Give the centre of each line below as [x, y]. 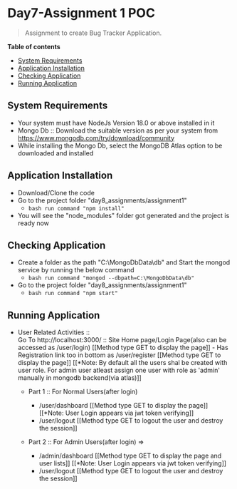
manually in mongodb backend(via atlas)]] [80, 378]
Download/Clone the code [56, 192]
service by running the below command [76, 270]
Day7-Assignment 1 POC [81, 13]
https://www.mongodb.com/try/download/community [96, 138]
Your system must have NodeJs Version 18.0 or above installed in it [116, 123]
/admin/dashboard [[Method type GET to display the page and [130, 456]
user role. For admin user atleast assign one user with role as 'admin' [119, 370]
